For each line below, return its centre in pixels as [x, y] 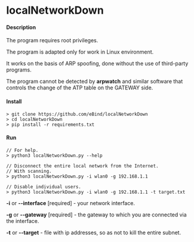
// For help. [22, 150]
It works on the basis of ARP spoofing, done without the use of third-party [97, 64]
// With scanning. [29, 171]
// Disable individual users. [44, 187]
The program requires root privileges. [52, 41]
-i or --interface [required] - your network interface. [71, 203]
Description [21, 27]
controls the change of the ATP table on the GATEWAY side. [80, 88]
